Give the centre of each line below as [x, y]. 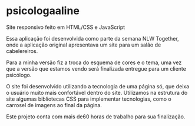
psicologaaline [43, 11]
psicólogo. [19, 75]
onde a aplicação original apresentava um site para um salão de [84, 45]
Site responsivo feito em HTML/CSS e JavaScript [66, 27]
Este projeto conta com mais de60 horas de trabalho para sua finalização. [96, 117]
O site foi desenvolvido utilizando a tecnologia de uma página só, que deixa [98, 86]
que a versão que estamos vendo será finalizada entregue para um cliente [96, 68]
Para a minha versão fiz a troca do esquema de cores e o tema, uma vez [94, 62]
